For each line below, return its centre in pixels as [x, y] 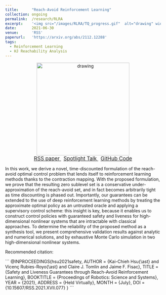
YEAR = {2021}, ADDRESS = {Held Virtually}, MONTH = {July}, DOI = [75, 282]
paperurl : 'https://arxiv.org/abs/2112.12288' [56, 38]
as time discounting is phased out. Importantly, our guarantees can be [76, 195]
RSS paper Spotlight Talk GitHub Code [83, 158]
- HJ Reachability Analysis [39, 51]
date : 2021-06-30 [30, 28]
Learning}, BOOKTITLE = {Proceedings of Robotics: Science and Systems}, [82, 277]
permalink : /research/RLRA [34, 19]
